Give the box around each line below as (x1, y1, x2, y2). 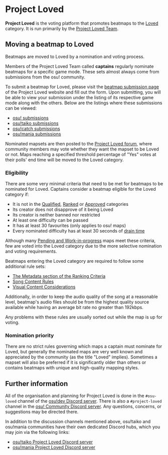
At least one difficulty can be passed (12, 217, 89, 223)
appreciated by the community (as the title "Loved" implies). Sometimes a (5, 354, 157, 360)
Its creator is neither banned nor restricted (12, 212, 100, 218)
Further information (5, 379, 68, 388)
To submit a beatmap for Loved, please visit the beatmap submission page (5, 84, 159, 90)
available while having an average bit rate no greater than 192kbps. (5, 305, 144, 311)
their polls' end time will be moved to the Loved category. (5, 157, 124, 163)
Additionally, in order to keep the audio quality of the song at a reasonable (5, 293, 158, 300)
